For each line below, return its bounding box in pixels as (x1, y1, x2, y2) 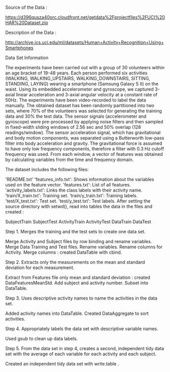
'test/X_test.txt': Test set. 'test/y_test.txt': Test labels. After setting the (5, 198, 151, 204)
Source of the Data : (5, 5, 47, 10)
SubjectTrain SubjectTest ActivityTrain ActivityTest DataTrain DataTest (5, 219, 151, 225)
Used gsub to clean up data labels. (5, 336, 78, 341)
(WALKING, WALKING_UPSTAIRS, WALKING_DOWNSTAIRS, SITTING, (5, 75, 151, 81)
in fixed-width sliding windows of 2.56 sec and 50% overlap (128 (5, 124, 141, 130)
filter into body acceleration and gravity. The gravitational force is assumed (5, 140, 162, 146)
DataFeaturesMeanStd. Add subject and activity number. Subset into (5, 280, 149, 286)
